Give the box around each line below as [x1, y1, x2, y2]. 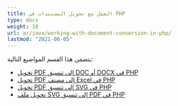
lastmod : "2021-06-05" [7, 36, 73, 43]
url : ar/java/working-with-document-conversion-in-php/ [7, 29, 172, 37]
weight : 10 [7, 23, 39, 30]
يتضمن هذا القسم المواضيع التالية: [7, 55, 94, 63]
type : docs [7, 17, 39, 24]
